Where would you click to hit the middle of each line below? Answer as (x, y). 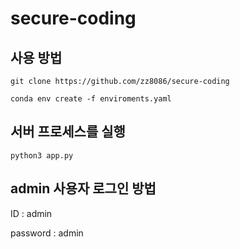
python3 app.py (42, 155)
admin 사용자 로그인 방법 (83, 188)
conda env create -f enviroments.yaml (91, 99)
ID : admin (31, 213)
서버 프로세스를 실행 (68, 132)
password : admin (47, 233)
